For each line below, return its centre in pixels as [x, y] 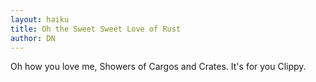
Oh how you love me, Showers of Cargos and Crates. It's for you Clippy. [158, 67]
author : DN [33, 38]
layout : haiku [40, 19]
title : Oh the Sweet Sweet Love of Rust [96, 29]
